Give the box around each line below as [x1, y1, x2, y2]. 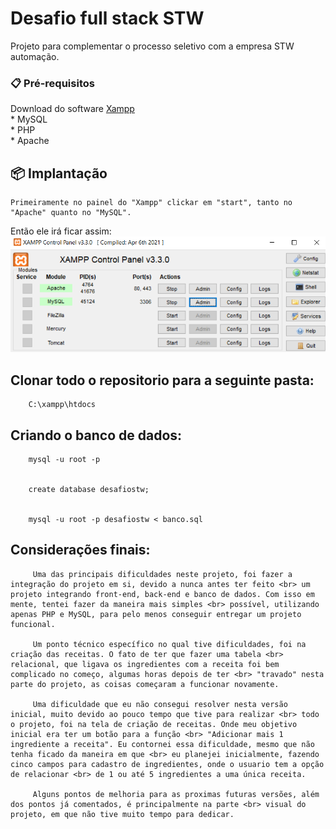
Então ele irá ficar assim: [10, 225, 112, 237]
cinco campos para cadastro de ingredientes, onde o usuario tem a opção [10, 759, 325, 769]
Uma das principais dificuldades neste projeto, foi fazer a [32, 569, 293, 579]
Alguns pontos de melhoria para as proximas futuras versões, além [32, 789, 320, 799]
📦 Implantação [10, 165, 108, 182]
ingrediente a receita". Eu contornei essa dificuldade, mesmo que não [10, 739, 315, 749]
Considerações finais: [10, 542, 151, 559]
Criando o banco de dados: [10, 427, 183, 444]
